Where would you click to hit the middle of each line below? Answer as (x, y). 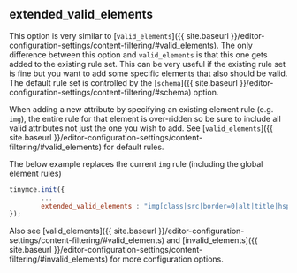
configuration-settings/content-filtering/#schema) (100, 92)
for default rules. (134, 147)
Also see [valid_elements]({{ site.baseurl (83, 231)
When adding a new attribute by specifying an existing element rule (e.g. (141, 109)
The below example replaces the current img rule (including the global (136, 163)
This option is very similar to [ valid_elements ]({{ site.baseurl (119, 35)
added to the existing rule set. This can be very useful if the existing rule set (147, 64)
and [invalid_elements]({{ (212, 240)
